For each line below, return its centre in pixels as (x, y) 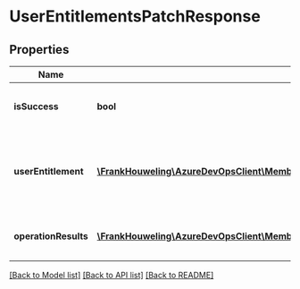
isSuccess (37, 106)
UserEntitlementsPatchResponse (135, 17)
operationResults (51, 236)
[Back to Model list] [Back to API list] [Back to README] (112, 275)
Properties (39, 50)
